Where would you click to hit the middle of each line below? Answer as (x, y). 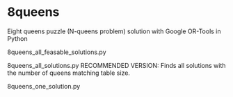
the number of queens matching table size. (69, 73)
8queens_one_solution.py (44, 86)
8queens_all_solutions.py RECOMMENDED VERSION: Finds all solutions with (116, 65)
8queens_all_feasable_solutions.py (57, 52)
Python (17, 38)
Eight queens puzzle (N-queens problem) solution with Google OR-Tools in (114, 31)
